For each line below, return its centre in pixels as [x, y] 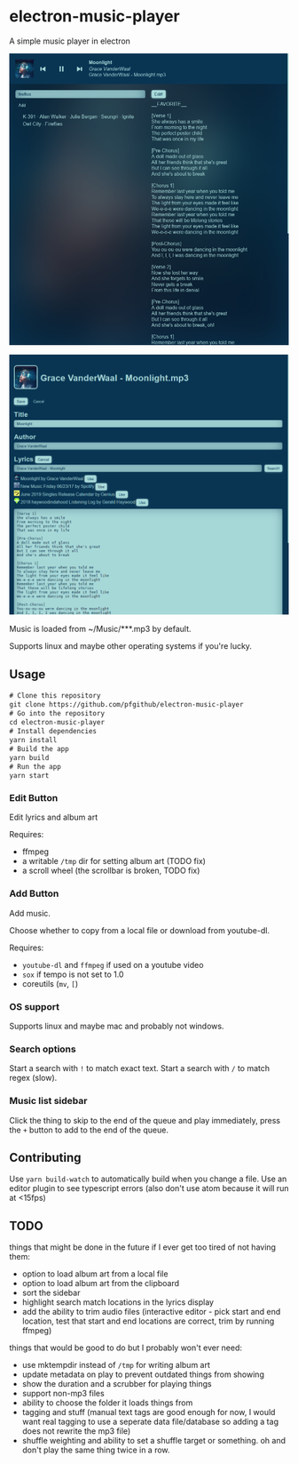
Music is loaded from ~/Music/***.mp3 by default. [100, 629]
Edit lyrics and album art [54, 817]
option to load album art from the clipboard [101, 1284]
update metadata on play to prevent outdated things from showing [143, 1374]
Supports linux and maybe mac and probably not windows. [117, 1026]
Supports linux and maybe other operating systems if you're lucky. [131, 646]
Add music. [30, 913]
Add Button [34, 893]
